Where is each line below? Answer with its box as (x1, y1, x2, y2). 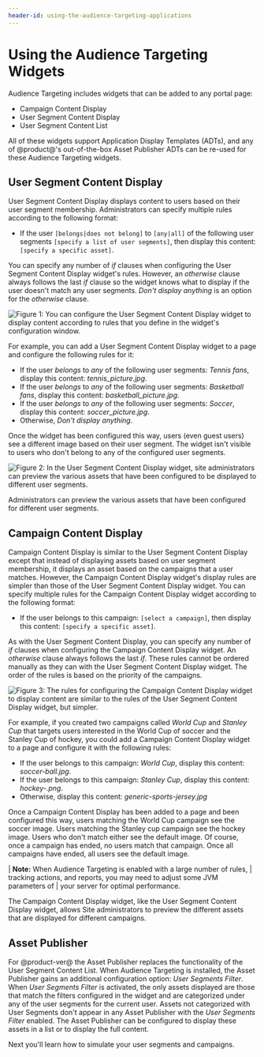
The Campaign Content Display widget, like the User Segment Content (8, 897, 237, 906)
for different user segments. (8, 503, 99, 513)
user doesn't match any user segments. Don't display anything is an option (8, 286, 252, 295)
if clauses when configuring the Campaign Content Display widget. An (8, 645, 236, 655)
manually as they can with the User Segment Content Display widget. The (8, 662, 247, 671)
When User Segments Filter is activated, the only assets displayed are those (8, 983, 255, 991)
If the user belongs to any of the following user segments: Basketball (19, 382, 244, 392)
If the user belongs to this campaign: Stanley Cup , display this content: (19, 775, 250, 784)
